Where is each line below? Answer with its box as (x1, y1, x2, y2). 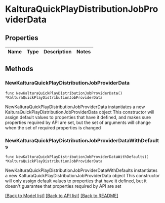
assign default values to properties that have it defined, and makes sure (5, 114, 151, 120)
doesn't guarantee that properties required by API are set (5, 183, 122, 189)
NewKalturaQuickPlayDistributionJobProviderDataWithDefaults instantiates (5, 167, 158, 173)
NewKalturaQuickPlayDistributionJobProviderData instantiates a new (5, 104, 145, 110)
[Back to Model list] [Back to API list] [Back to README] (5, 193, 119, 199)
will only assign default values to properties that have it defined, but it (5, 178, 147, 184)
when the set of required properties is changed (5, 124, 101, 130)
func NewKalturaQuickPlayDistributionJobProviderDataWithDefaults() (5, 154, 149, 159)
